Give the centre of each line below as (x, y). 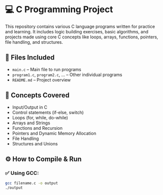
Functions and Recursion (37, 128)
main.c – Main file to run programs (47, 69)
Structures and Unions (35, 143)
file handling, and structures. (34, 42)
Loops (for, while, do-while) (40, 117)
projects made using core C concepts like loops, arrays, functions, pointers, (82, 37)
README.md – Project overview (41, 80)
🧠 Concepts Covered (37, 96)
